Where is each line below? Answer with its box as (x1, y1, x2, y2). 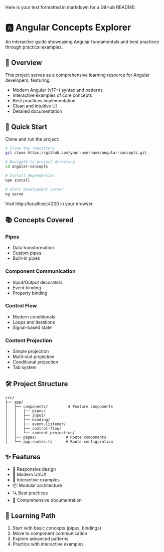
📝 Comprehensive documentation (12, 497, 82, 503)
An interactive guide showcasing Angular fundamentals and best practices (5, 39, 159, 45)
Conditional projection (12, 359, 59, 365)
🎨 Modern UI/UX (12, 471, 47, 477)
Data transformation (12, 245, 54, 251)
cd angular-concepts (5, 164, 49, 169)
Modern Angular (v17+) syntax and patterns (12, 87, 103, 93)
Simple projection (12, 348, 49, 354)
